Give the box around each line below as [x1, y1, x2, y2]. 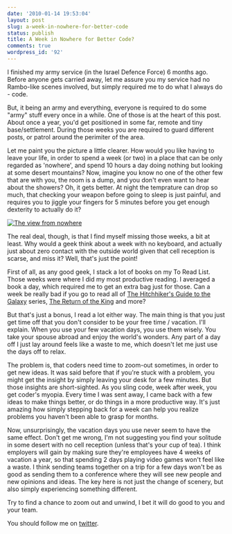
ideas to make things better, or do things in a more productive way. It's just [7, 397, 220, 406]
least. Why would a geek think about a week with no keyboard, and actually [7, 239, 222, 248]
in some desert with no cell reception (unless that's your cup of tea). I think [7, 440, 222, 449]
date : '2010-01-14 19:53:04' [7, 10, 91, 17]
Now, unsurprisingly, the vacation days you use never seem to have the [7, 426, 211, 434]
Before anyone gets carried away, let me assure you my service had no [7, 75, 210, 83]
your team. [7, 506, 38, 514]
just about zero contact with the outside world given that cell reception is [7, 247, 215, 255]
